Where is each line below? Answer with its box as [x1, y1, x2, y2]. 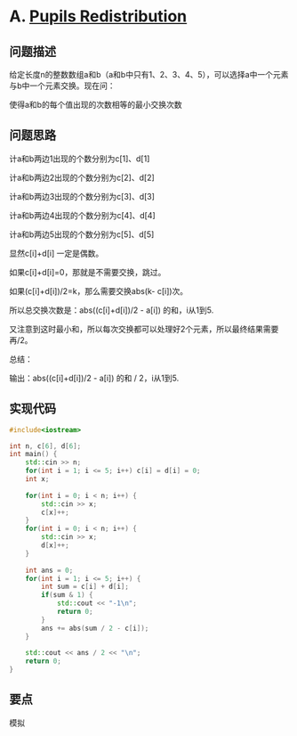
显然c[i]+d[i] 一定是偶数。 [9, 248, 104, 258]
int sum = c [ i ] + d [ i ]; [41, 582, 129, 592]
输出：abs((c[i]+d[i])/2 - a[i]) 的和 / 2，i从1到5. [9, 372, 180, 383]
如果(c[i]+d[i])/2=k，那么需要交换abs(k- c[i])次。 [9, 285, 189, 296]
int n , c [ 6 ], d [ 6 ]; [9, 441, 82, 451]
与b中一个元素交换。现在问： [9, 80, 116, 91]
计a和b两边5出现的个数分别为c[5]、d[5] [9, 229, 155, 240]
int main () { [9, 450, 58, 459]
